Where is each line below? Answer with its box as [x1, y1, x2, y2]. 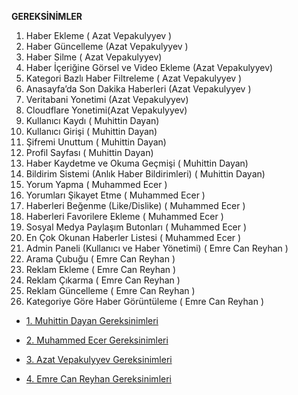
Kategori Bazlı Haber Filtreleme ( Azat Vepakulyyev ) [25, 72, 243, 84]
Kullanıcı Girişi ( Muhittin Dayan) [25, 126, 158, 137]
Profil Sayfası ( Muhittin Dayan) [25, 147, 154, 158]
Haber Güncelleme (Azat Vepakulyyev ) [25, 41, 189, 52]
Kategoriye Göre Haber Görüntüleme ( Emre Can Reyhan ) [25, 296, 265, 307]
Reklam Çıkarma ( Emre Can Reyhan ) [25, 274, 181, 286]
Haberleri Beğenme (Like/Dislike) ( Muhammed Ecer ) [25, 200, 246, 211]
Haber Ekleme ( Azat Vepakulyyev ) [25, 30, 173, 41]
